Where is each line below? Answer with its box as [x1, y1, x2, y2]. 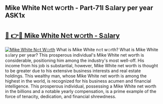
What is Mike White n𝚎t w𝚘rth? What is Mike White [56, 47, 159, 52]
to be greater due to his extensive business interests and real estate [5, 68, 141, 74]
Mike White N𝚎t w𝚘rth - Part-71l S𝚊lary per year [5, 4, 153, 12]
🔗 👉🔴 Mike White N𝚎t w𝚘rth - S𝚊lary [5, 31, 120, 40]
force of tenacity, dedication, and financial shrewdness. [5, 94, 117, 99]
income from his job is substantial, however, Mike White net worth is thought [5, 63, 158, 68]
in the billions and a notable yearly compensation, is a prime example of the [5, 89, 157, 94]
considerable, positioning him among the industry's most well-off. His [5, 58, 145, 63]
